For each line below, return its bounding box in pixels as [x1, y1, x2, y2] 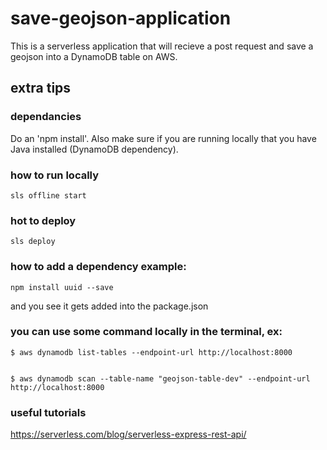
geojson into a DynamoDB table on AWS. [10, 50, 178, 62]
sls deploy [10, 237, 56, 247]
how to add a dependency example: [10, 260, 187, 274]
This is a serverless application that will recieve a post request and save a [10, 40, 314, 52]
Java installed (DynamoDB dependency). [10, 143, 179, 155]
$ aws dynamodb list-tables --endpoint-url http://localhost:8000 [10, 347, 293, 357]
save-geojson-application [10, 7, 232, 30]
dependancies [10, 110, 82, 124]
